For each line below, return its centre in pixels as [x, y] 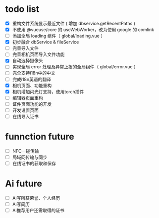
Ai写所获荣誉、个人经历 [36, 198]
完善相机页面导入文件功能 [38, 54]
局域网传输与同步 [30, 157]
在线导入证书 [25, 116]
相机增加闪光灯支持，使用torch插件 [48, 91]
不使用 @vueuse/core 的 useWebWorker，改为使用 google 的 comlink [83, 30]
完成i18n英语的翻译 [31, 79]
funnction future [40, 137]
